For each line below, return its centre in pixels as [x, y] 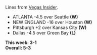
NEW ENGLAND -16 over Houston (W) [52, 22]
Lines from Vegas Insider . [32, 7]
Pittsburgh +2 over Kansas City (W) [50, 27]
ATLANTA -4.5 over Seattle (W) [45, 17]
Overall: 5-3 [18, 48]
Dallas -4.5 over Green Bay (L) [44, 33]
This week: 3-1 [21, 42]
